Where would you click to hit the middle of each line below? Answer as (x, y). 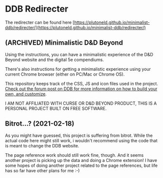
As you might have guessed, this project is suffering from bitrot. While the (79, 135)
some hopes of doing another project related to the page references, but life (81, 165)
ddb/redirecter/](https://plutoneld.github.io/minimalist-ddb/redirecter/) (75, 27)
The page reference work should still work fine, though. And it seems (74, 155)
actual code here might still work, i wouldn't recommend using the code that (81, 140)
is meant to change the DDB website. (42, 146)
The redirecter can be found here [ (40, 22)
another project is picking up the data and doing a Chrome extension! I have (81, 160)
